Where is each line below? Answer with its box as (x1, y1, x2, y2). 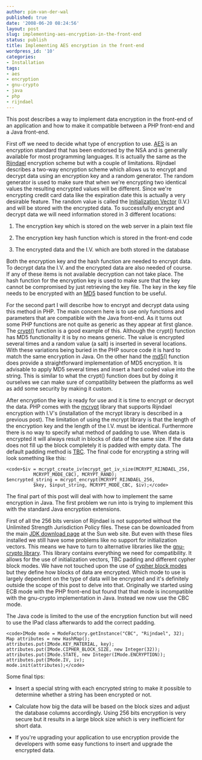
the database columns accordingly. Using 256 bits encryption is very (14, 709, 186, 716)
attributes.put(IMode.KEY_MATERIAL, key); (6, 641, 115, 647)
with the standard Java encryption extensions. (6, 505, 122, 513)
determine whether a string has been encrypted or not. (14, 690, 152, 698)
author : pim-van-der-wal (6, 8, 69, 15)
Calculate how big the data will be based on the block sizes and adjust (14, 703, 190, 710)
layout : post (6, 25, 39, 32)
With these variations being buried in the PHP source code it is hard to (6, 346, 181, 354)
